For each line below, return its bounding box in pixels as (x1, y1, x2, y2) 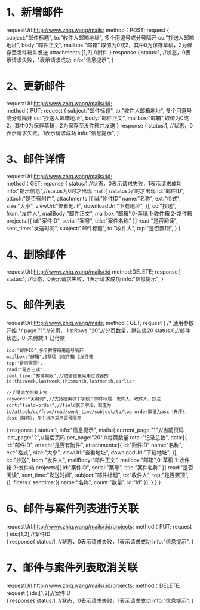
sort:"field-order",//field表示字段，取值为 (6, 402, 112, 408)
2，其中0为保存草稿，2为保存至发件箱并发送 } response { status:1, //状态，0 (6, 122, 193, 129)
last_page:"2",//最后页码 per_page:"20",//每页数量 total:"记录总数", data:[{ (6, 433, 187, 441)
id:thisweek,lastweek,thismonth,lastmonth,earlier (6, 378, 135, 384)
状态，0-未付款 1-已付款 (6, 334, 66, 341)
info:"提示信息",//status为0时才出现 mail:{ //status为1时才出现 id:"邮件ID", (6, 187, 185, 195)
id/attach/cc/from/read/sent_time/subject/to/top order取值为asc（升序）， (6, 408, 190, 415)
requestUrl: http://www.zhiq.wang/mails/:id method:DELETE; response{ (6, 268, 180, 275)
